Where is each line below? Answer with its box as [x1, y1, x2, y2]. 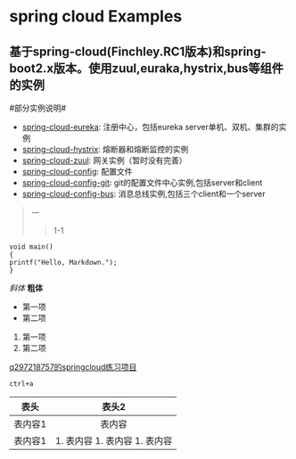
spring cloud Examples [9, 6, 183, 27]
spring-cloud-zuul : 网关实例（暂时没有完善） [21, 155, 187, 166]
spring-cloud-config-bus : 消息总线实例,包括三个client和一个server [21, 189, 266, 199]
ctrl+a [9, 380, 34, 389]
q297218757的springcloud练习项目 [9, 362, 137, 372]
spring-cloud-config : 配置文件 [21, 167, 133, 176]
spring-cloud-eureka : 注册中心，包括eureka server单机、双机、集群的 [21, 122, 279, 132]
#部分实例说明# [9, 102, 67, 113]
